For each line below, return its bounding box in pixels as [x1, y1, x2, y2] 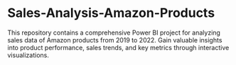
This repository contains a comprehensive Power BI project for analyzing [7, 28, 220, 37]
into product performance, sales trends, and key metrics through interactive [7, 43, 230, 52]
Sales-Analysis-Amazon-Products [7, 5, 215, 21]
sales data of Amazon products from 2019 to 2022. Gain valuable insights [7, 35, 222, 44]
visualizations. [7, 51, 50, 59]
